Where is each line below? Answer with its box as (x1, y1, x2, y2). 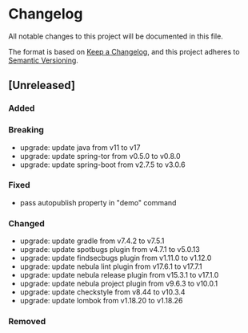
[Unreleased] (8, 79, 76, 92)
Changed (8, 217, 46, 229)
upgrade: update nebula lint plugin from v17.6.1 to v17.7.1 (19, 262, 202, 271)
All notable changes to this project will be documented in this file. (8, 31, 224, 41)
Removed (8, 316, 46, 327)
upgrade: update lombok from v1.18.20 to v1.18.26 (19, 296, 183, 306)
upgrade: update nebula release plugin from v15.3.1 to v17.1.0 (19, 270, 219, 280)
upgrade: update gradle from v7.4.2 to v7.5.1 (19, 236, 165, 246)
